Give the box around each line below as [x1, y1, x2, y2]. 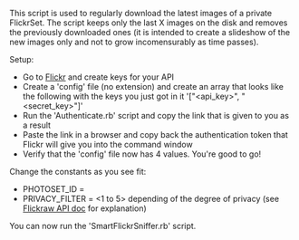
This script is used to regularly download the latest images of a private [9, 8, 273, 18]
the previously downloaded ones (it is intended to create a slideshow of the [9, 27, 291, 37]
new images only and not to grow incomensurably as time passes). [9, 36, 259, 47]
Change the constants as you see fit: [9, 167, 147, 177]
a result [22, 120, 52, 130]
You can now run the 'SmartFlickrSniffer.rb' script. [9, 221, 197, 231]
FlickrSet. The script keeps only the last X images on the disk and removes [9, 17, 288, 28]
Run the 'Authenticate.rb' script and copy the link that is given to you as [22, 110, 290, 120]
